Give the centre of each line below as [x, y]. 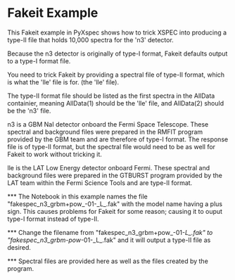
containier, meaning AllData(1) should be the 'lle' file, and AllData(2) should [115, 103]
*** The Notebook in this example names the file [77, 196]
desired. [19, 247]
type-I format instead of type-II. [53, 219]
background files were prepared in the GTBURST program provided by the [115, 175]
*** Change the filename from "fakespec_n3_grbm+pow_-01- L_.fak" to [110, 232]
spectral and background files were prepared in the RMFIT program [105, 132]
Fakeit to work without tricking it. [55, 154]
